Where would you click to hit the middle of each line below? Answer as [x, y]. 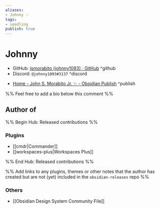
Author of [21, 110]
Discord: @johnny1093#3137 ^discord [50, 74]
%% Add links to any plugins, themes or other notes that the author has [80, 172]
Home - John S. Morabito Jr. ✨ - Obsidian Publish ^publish [74, 84]
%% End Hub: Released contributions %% [50, 162]
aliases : [14, 10]
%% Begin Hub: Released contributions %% [52, 122]
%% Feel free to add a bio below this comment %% [59, 94]
